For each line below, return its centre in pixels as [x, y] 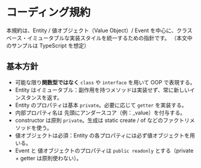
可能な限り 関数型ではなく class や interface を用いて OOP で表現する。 [105, 82]
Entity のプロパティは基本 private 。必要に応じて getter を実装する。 [101, 105]
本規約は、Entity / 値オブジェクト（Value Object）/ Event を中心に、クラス [99, 30]
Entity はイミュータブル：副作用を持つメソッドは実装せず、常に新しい [102, 90]
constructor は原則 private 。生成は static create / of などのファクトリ [102, 120]
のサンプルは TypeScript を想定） [48, 45]
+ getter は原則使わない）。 [48, 158]
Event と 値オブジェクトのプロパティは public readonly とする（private [104, 150]
